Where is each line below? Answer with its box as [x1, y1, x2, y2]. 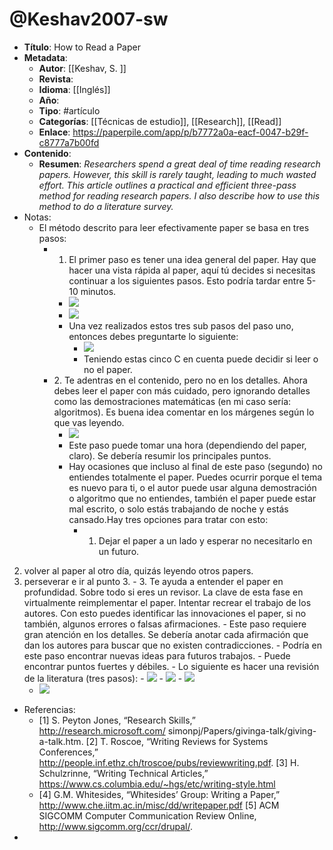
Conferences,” [38, 746, 99, 758]
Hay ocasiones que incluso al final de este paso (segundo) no [68, 460, 323, 472]
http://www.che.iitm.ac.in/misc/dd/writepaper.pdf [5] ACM [38, 799, 280, 811]
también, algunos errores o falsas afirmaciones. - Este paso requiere [23, 618, 307, 630]
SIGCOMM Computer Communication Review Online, [38, 809, 257, 822]
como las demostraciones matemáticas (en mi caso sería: [53, 395, 292, 407]
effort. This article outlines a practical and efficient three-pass [38, 179, 297, 191]
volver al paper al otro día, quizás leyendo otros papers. [23, 564, 254, 577]
